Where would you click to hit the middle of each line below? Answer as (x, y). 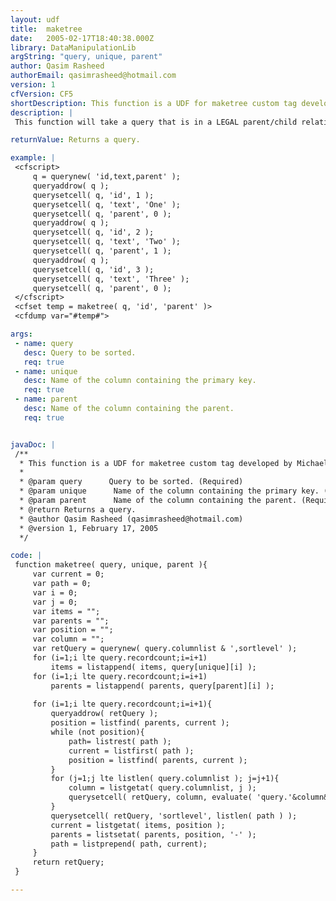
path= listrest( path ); (120, 741)
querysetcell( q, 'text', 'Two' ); (107, 242)
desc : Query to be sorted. (80, 352)
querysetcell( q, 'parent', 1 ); (102, 251)
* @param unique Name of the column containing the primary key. (169, 491)
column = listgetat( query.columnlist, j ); (162, 788)
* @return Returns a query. (78, 509)
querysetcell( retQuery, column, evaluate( (160, 797)
